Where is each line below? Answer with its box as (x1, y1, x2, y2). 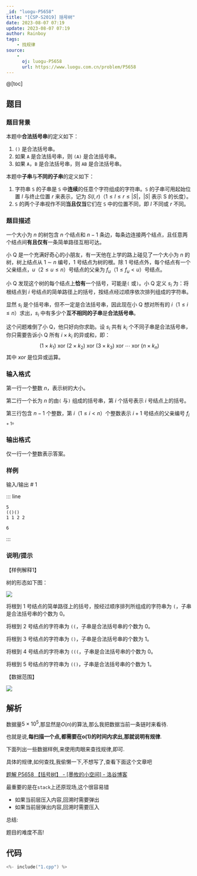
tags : (6, 36, 20, 42)
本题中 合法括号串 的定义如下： (6, 133, 79, 140)
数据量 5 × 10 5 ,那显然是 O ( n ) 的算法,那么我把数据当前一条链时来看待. (6, 719, 169, 728)
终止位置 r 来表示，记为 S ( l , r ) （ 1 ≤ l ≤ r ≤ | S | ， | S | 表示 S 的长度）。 (29, 193, 192, 200)
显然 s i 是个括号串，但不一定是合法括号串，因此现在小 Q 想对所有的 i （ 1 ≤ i (6, 301, 188, 309)
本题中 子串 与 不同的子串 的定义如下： (6, 173, 95, 180)
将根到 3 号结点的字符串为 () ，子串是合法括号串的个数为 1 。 (6, 635, 153, 642)
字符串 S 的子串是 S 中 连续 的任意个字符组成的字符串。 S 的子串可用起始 (14, 185, 186, 193)
